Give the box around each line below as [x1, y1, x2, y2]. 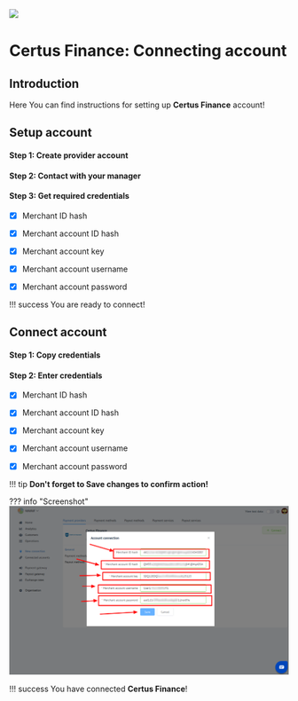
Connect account [9, 325, 107, 340]
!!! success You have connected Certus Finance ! [9, 683, 188, 695]
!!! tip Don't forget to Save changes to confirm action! [9, 478, 208, 489]
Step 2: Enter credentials [9, 370, 103, 381]
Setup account [9, 125, 92, 140]
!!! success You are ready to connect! [9, 299, 145, 310]
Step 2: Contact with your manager [9, 170, 142, 181]
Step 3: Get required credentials [9, 191, 130, 201]
